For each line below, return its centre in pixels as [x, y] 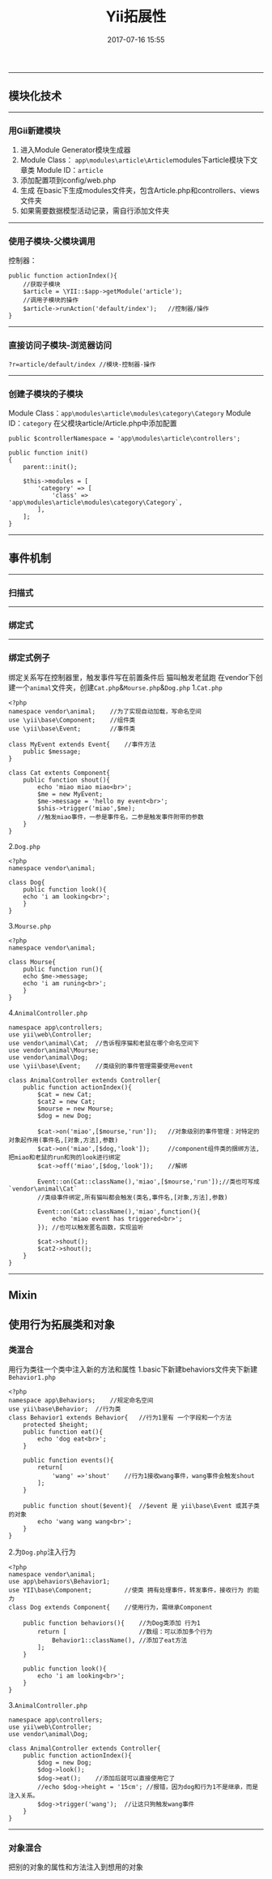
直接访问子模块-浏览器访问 [60, 346]
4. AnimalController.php [48, 1012]
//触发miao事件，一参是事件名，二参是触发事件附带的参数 [121, 817]
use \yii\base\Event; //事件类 [72, 728]
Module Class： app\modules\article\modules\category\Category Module [130, 413]
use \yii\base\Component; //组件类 [72, 720]
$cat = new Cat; [65, 1094]
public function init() [49, 453]
